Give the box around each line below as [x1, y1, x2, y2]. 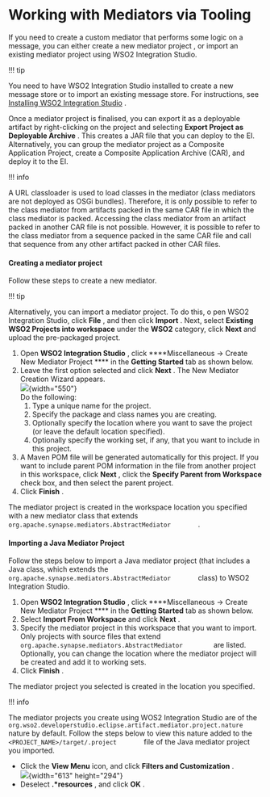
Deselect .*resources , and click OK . [19, 779, 145, 789]
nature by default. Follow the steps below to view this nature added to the [8, 728, 252, 738]
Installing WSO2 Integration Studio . [8, 98, 127, 107]
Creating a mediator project [8, 258, 103, 267]
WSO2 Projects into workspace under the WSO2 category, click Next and [8, 325, 256, 334]
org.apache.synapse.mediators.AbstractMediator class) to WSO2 [8, 573, 250, 583]
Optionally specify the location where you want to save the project [31, 418, 252, 428]
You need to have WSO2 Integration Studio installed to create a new [8, 81, 234, 90]
